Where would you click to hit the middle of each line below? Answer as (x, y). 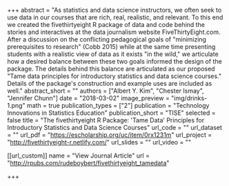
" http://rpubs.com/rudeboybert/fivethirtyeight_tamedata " (88, 163)
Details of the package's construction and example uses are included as (110, 83)
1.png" (16, 105)
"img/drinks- (189, 98)
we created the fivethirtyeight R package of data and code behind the (106, 25)
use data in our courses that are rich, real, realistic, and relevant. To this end (115, 17)
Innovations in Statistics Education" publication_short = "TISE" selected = (111, 113)
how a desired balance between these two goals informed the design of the (114, 61)
